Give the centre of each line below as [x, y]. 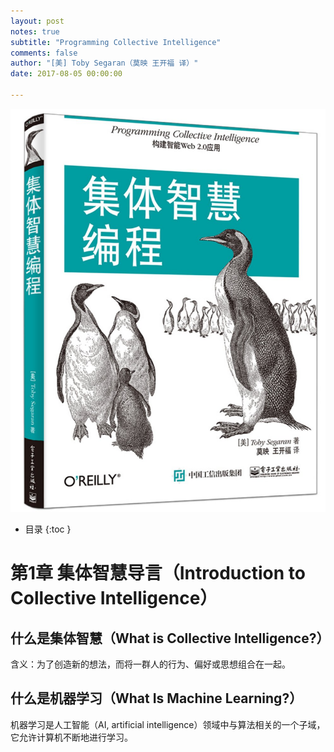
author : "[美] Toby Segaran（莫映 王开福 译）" [104, 63]
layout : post [37, 21]
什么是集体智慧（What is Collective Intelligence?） [170, 638]
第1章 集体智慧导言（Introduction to [158, 573]
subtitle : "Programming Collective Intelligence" [116, 42]
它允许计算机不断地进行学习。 [71, 737]
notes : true [35, 31]
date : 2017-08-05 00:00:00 [66, 74]
